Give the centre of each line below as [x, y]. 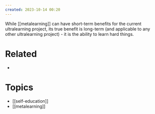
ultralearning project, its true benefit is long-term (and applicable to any [78, 29]
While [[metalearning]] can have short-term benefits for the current [73, 24]
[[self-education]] [30, 101]
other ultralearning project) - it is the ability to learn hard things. [70, 34]
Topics [19, 87]
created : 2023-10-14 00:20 [33, 10]
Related [21, 54]
